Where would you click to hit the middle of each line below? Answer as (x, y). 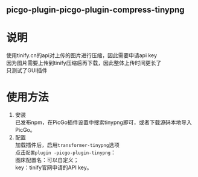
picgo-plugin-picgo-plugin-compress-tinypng (96, 10)
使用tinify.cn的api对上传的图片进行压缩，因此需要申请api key (82, 55)
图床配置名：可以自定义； (47, 160)
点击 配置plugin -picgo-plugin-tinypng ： (65, 152)
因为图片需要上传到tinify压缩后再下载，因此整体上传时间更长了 (84, 63)
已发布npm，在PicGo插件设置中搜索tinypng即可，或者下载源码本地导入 (103, 122)
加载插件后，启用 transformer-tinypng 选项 (67, 145)
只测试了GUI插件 (27, 70)
